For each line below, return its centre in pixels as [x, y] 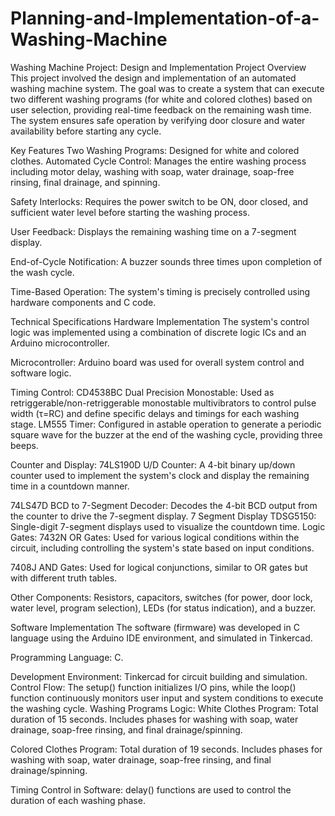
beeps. [24, 445]
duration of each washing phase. [78, 800]
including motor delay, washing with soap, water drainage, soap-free [152, 171]
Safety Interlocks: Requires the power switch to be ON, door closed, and [159, 201]
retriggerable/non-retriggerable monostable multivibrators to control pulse [163, 403]
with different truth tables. [64, 578]
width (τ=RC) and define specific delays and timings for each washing [155, 413]
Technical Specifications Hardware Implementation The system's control [160, 321]
